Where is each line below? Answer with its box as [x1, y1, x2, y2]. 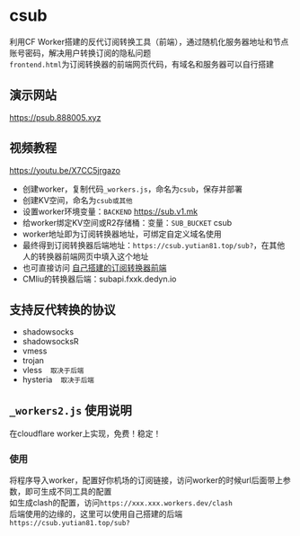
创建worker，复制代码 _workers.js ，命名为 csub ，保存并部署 [22, 183, 243, 194]
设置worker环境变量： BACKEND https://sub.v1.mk [22, 206, 199, 217]
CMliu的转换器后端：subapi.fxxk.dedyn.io [22, 273, 177, 284]
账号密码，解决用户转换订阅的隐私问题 [9, 47, 151, 58]
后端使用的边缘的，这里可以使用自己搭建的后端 [9, 509, 182, 520]
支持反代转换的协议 [9, 302, 116, 317]
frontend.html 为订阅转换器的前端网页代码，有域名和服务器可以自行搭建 [9, 58, 275, 69]
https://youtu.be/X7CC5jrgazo [9, 165, 121, 175]
